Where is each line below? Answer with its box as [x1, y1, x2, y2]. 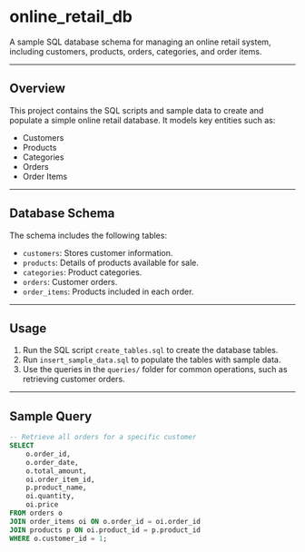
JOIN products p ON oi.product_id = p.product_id [9, 525, 202, 535]
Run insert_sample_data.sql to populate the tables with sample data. [22, 354, 281, 365]
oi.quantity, [25, 492, 75, 501]
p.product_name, [25, 483, 88, 492]
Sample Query [9, 409, 93, 424]
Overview [9, 81, 66, 96]
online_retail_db [9, 6, 133, 27]
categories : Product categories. [22, 266, 143, 278]
